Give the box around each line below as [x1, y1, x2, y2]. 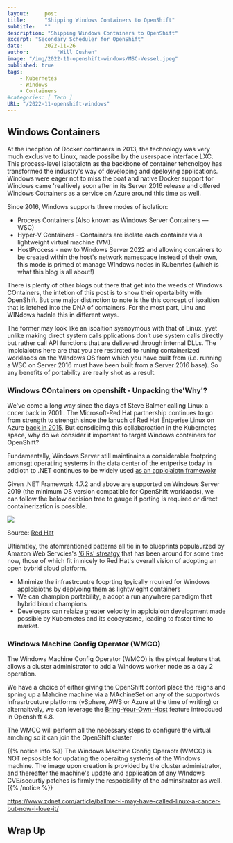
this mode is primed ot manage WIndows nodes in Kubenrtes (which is [17, 260, 220, 268]
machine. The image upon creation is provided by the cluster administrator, [7, 762, 222, 770]
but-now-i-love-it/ [7, 805, 59, 813]
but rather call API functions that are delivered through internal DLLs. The [7, 338, 217, 347]
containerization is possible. [7, 501, 87, 510]
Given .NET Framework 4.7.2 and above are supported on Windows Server [7, 480, 220, 488]
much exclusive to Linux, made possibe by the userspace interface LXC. [7, 152, 214, 160]
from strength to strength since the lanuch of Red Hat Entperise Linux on [7, 416, 215, 424]
